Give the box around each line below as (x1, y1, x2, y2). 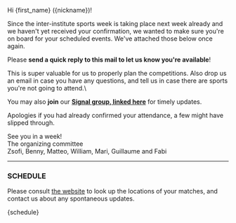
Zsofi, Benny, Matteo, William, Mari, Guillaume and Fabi (7, 147, 167, 155)
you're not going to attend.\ (7, 84, 86, 92)
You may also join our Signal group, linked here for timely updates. (7, 97, 202, 106)
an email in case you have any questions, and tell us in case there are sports (7, 76, 228, 85)
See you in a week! (7, 133, 63, 140)
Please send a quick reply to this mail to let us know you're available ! (7, 55, 211, 64)
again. (7, 42, 26, 50)
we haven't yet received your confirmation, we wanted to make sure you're (7, 27, 225, 35)
